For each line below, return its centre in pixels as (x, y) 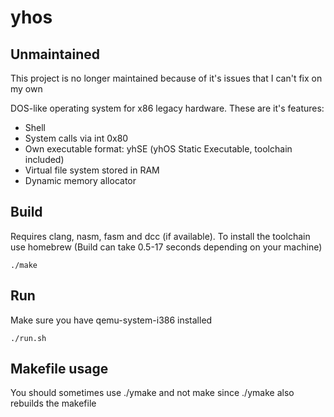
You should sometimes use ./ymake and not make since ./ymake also (152, 393)
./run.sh (28, 338)
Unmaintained (55, 54)
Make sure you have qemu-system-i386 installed (111, 320)
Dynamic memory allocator (80, 180)
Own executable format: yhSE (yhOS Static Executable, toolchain (158, 149)
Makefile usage (59, 369)
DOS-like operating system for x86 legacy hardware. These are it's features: (167, 108)
